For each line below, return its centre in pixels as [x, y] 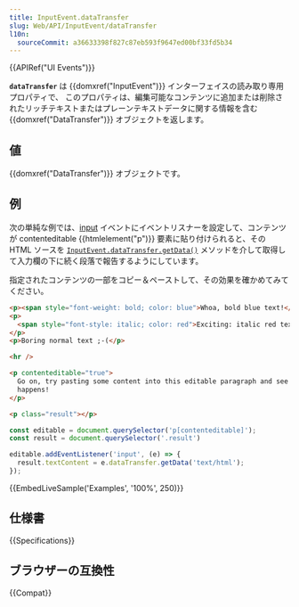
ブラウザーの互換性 [62, 571]
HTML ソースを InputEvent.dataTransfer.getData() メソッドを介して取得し [148, 250]
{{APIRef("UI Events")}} [53, 68]
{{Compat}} [30, 593]
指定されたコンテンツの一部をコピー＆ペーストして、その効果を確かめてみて [149, 279]
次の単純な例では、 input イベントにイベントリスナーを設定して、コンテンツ [148, 227]
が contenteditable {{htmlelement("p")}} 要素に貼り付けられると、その [137, 238]
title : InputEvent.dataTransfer [69, 17]
